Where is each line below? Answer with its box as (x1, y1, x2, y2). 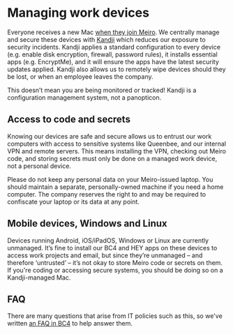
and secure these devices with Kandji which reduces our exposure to (7, 35, 206, 43)
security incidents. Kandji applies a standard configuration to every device (7, 43, 221, 51)
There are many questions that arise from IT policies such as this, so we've (7, 312, 223, 320)
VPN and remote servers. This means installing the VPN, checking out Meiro (7, 146, 227, 155)
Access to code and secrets (7, 114, 131, 126)
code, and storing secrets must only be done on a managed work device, (7, 154, 218, 162)
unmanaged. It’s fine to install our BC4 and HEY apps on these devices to (7, 243, 218, 252)
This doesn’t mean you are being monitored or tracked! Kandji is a (7, 86, 197, 94)
